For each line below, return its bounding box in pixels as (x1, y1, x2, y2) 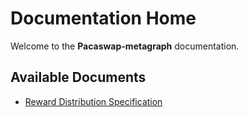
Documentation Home (10, 7, 197, 30)
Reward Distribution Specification (24, 95, 163, 107)
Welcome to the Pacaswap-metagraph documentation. (10, 40, 240, 52)
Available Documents (10, 69, 147, 86)
